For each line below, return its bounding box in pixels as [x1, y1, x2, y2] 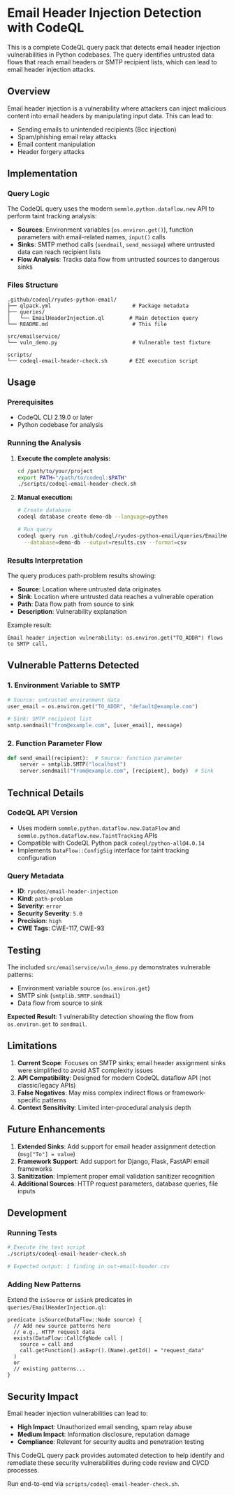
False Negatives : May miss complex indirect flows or [17, 1088, 171, 1097]
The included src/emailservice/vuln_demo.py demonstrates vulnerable [7, 962, 211, 971]
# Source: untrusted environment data [7, 696, 120, 703]
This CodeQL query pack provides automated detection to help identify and [7, 1451, 225, 1459]
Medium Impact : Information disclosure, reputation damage [17, 1430, 190, 1438]
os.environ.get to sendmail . [7, 1020, 87, 1028]
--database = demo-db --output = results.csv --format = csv [24, 539, 187, 546]
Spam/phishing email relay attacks [17, 132, 117, 141]
